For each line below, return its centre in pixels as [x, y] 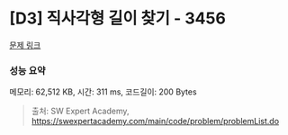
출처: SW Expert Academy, [80, 111]
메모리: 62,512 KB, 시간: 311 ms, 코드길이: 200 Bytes [103, 92]
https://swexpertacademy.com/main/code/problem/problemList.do [155, 121]
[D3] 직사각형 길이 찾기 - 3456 [118, 18]
